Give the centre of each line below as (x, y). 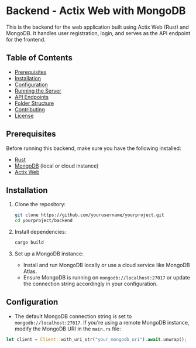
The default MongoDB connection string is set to (73, 316)
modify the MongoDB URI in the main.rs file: (68, 329)
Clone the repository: (40, 204)
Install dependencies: (40, 232)
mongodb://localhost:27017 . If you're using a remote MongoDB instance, (102, 322)
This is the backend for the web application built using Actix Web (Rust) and (97, 27)
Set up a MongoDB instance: (49, 254)
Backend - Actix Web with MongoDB (96, 11)
